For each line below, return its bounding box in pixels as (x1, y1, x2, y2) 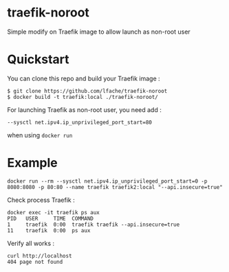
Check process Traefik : (7, 196, 75, 204)
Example (7, 155, 58, 171)
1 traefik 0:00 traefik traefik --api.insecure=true (7, 221, 180, 228)
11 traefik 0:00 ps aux (7, 227, 91, 234)
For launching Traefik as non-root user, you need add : (7, 105, 162, 114)
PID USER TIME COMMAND (7, 215, 94, 222)
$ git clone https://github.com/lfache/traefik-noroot (7, 87, 168, 94)
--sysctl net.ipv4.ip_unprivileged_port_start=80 (7, 119, 153, 126)
